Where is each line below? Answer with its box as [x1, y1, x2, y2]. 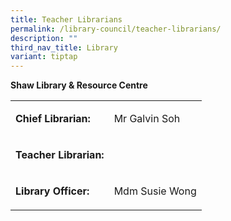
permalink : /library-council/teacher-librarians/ [10, 24, 222, 34]
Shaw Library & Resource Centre [10, 79, 148, 91]
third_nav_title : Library [10, 42, 118, 53]
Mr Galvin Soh [113, 112, 181, 126]
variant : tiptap [10, 52, 78, 62]
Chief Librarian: [15, 112, 91, 126]
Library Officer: [15, 184, 90, 198]
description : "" [10, 33, 78, 43]
